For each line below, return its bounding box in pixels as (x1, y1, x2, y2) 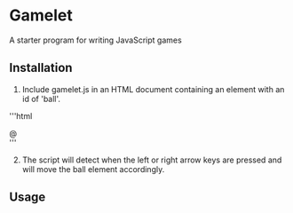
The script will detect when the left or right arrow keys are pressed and (21, 154, 282, 165)
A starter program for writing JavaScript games (9, 35, 182, 45)
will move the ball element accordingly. (21, 163, 165, 174)
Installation (9, 60, 73, 75)
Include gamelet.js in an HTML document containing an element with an (21, 83, 285, 94)
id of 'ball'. (21, 93, 60, 104)
